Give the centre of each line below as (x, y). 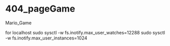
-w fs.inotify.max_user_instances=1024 (46, 38)
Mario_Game (19, 23)
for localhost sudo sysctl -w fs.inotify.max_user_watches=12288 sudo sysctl (85, 32)
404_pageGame (40, 9)
